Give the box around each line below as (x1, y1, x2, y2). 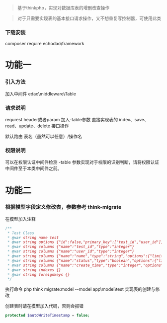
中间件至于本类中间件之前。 (5, 165, 62, 171)
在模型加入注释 (5, 216, 36, 222)
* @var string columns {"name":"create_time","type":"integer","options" (7, 263, 164, 268)
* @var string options (7, 240, 55, 245)
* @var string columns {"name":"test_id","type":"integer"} (7, 244, 135, 249)
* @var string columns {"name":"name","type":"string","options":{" (7, 253, 153, 259)
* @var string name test (7, 235, 59, 240)
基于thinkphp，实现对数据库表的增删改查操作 (17, 5, 110, 10)
